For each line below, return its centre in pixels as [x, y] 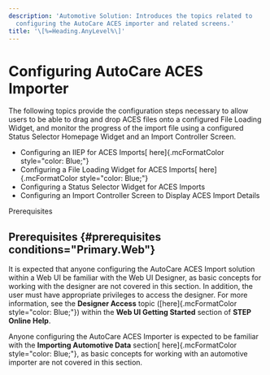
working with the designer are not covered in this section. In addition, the [131, 287]
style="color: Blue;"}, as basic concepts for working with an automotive [128, 354]
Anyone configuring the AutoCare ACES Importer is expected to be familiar [133, 337]
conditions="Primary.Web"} [82, 250]
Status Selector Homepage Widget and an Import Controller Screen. [122, 137]
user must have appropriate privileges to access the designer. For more [128, 295]
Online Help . [30, 321]
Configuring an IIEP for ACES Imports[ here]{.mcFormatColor [122, 153]
